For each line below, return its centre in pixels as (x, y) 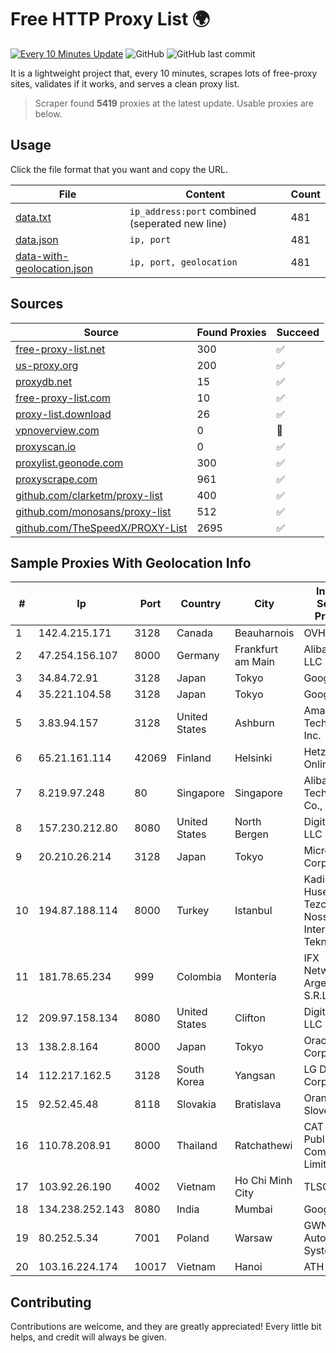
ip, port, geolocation (183, 262)
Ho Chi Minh (263, 1181)
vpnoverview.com (57, 430)
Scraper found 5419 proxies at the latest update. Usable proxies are (174, 103)
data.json (37, 239)
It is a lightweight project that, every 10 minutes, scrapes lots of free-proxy (164, 73)
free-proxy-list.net (60, 349)
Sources (37, 304)
